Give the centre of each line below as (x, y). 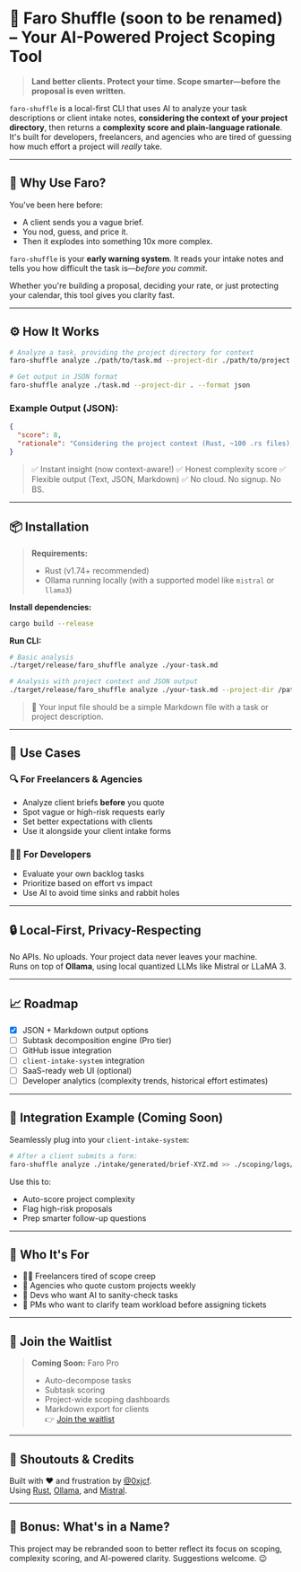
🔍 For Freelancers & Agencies (76, 779)
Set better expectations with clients (87, 821)
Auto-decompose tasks (88, 1381)
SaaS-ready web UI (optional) (77, 1070)
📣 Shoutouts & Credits (72, 1459)
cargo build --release (52, 623)
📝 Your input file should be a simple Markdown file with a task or (150, 707)
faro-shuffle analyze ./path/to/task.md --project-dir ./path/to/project (150, 361)
